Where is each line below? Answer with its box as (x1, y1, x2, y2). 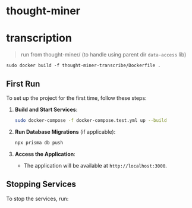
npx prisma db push (14, 140, 64, 146)
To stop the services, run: (6, 195, 69, 202)
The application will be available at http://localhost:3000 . (23, 162, 168, 169)
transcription (6, 31, 73, 45)
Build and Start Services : (14, 106, 78, 113)
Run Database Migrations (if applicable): (14, 128, 116, 135)
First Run (6, 78, 40, 89)
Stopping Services (6, 179, 76, 190)
